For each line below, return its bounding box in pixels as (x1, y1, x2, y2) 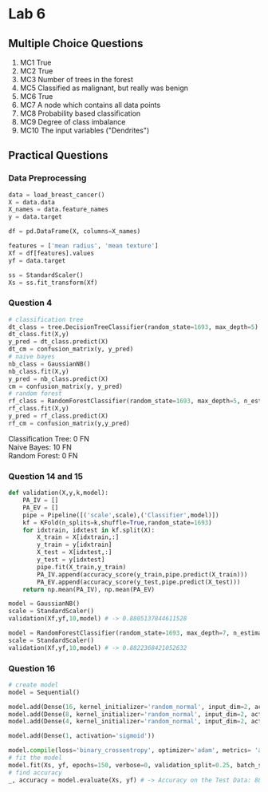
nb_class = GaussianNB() (8, 360, 91, 368)
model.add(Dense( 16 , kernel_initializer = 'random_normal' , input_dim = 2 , (8, 703, 251, 711)
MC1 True (19, 57, 52, 67)
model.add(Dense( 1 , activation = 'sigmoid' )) (8, 732, 156, 740)
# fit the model (8, 754, 62, 762)
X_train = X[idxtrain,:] (37, 533, 120, 541)
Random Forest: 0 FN (8, 450, 78, 460)
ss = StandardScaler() (8, 271, 84, 279)
